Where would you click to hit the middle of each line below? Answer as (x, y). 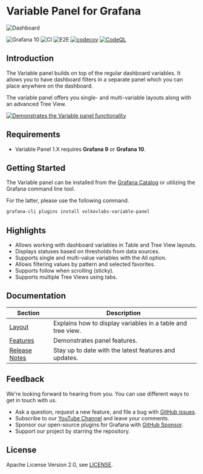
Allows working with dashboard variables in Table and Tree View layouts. (106, 245)
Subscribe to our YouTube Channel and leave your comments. (92, 418)
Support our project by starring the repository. (72, 431)
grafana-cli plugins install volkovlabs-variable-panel (78, 212)
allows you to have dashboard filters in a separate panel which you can (95, 79)
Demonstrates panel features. (95, 340)
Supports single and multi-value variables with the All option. (91, 258)
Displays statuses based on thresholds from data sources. (87, 251)
